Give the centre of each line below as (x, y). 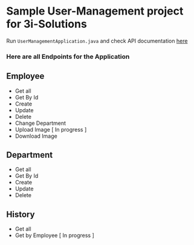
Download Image (36, 136)
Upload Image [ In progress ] (51, 129)
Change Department (40, 123)
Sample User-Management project (95, 11)
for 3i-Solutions (47, 24)
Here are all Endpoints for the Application (68, 56)
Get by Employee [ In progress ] (55, 235)
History (21, 214)
